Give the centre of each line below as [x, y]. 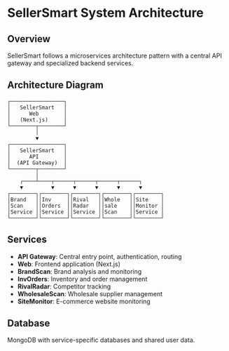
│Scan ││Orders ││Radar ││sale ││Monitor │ [86, 206]
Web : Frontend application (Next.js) [69, 264]
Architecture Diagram [55, 85]
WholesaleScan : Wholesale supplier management [90, 293]
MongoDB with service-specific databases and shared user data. [101, 340]
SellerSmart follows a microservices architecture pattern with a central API [114, 55]
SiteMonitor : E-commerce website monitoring [84, 301]
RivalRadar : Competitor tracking [64, 286]
